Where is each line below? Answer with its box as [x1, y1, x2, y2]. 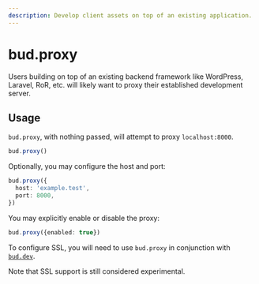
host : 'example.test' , [15, 185, 90, 192]
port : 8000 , [15, 192, 55, 200]
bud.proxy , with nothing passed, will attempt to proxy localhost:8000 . [8, 132, 234, 142]
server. [8, 88, 32, 98]
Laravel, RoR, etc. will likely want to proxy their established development [8, 80, 243, 89]
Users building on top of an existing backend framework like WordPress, [8, 72, 243, 81]
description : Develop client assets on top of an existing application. [8, 11, 253, 20]
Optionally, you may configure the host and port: [8, 162, 166, 171]
